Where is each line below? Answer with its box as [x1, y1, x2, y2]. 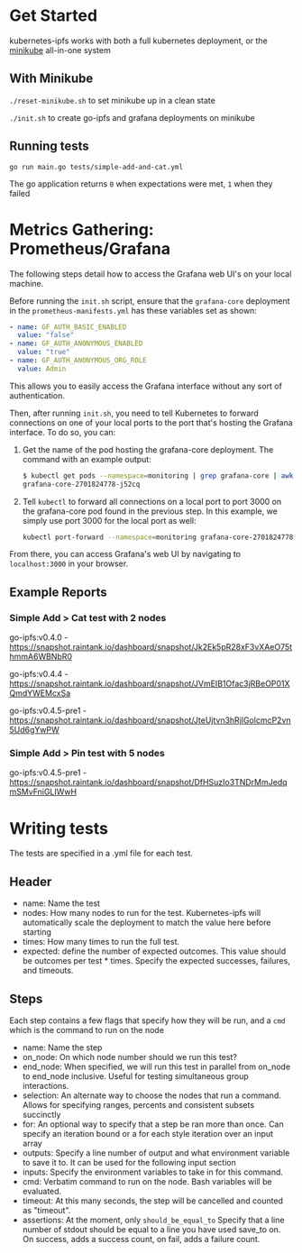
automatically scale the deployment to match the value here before [22, 917, 271, 928]
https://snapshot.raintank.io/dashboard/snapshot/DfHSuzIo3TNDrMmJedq [9, 777, 288, 788]
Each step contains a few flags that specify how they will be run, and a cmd [9, 1015, 286, 1026]
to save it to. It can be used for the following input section [22, 1157, 237, 1167]
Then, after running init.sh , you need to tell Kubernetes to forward [9, 407, 259, 418]
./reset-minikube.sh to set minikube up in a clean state [9, 95, 216, 105]
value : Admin [17, 364, 67, 373]
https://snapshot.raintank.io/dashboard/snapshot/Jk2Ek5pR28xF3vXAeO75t [9, 642, 293, 653]
